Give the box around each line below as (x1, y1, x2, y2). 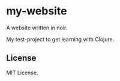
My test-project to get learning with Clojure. (6, 35, 115, 43)
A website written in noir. (6, 24, 68, 31)
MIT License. (6, 69, 38, 76)
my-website (6, 4, 67, 18)
